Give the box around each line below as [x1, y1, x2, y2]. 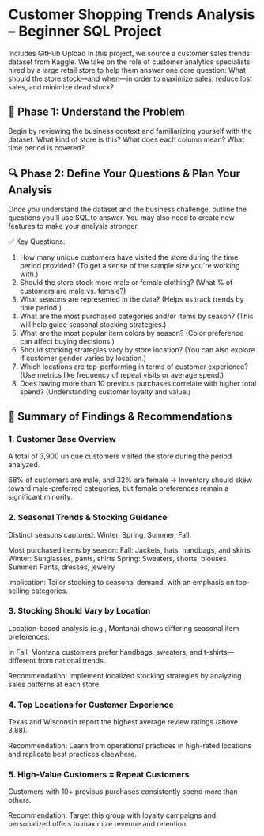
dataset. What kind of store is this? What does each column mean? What [8, 135, 245, 144]
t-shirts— [203, 647, 235, 656]
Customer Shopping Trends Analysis [8, 6, 255, 24]
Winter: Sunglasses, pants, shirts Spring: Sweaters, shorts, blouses [8, 553, 227, 563]
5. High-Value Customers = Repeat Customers [8, 769, 190, 781]
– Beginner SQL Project [8, 22, 162, 40]
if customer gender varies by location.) [19, 353, 147, 363]
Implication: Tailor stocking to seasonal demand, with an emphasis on [8, 577, 235, 587]
